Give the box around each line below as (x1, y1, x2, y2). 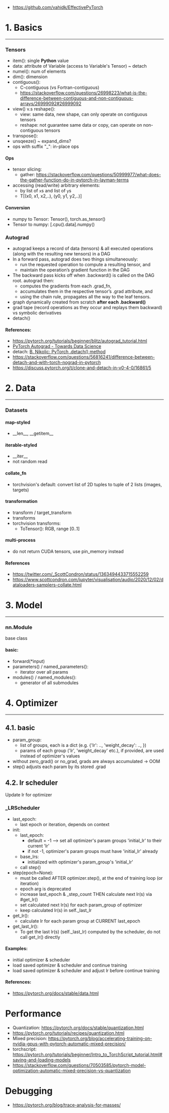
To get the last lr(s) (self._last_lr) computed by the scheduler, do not (20, 929, 160, 935)
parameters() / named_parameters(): (12, 664, 89, 670)
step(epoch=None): (12, 870, 54, 876)
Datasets (5, 407, 28, 414)
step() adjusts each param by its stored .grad (12, 764, 106, 770)
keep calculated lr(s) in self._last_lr (20, 907, 92, 913)
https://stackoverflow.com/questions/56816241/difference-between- (12, 354, 155, 360)
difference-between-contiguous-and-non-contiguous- (20, 95, 134, 102)
